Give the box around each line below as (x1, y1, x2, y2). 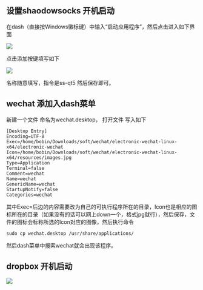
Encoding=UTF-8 (6, 133, 45, 140)
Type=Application (6, 160, 50, 166)
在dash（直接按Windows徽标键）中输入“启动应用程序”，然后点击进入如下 (6, 23, 190, 30)
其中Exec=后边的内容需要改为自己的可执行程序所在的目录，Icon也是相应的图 (6, 203, 198, 211)
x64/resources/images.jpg (6, 154, 72, 161)
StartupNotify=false (6, 186, 59, 192)
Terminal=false (6, 165, 45, 171)
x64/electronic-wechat (6, 144, 64, 150)
